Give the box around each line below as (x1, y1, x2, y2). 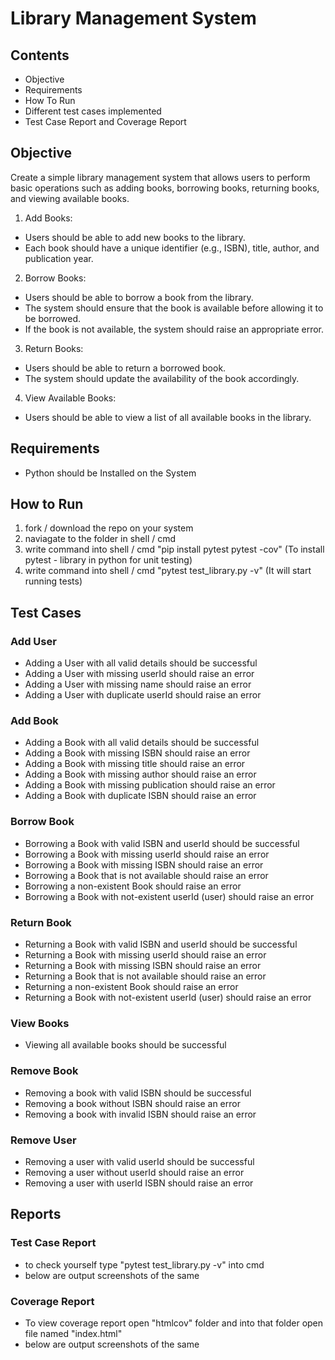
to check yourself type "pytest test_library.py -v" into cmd (24, 1258, 265, 1271)
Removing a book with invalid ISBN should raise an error (24, 1108, 257, 1120)
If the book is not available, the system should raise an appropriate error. (24, 323, 325, 335)
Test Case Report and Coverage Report (24, 116, 187, 127)
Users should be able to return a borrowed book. (24, 362, 227, 374)
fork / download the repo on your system (24, 522, 194, 534)
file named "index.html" (24, 1327, 123, 1339)
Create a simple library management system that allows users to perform (10, 171, 311, 183)
